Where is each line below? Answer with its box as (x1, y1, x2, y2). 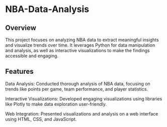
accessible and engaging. (5, 53, 59, 59)
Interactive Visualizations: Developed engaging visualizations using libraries (5, 95, 162, 101)
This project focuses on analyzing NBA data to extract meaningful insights (5, 37, 159, 43)
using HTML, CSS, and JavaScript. (5, 116, 77, 122)
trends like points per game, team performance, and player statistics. (5, 86, 148, 92)
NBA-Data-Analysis (5, 4, 90, 15)
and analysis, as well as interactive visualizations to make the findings (5, 48, 150, 53)
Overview (5, 24, 37, 32)
